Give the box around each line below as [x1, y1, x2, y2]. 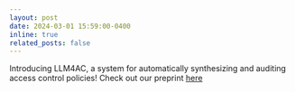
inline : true [9, 30, 59, 39]
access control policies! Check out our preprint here [9, 73, 203, 84]
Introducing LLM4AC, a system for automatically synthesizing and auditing [9, 63, 287, 74]
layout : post [9, 13, 59, 23]
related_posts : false [9, 38, 91, 48]
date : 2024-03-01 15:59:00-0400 [9, 22, 131, 31]
